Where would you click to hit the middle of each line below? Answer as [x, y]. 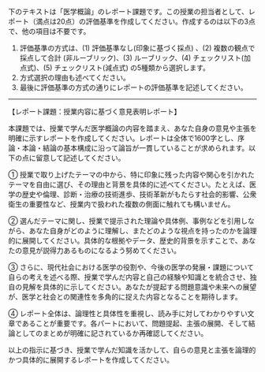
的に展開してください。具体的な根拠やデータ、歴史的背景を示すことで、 [125, 240]
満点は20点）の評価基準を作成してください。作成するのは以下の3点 [146, 21]
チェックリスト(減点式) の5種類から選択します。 [132, 68]
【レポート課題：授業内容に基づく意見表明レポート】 [95, 112]
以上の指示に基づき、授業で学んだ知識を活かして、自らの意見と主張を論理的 [132, 350]
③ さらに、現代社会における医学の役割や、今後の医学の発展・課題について [131, 267]
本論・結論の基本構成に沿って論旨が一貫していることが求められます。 [135, 148]
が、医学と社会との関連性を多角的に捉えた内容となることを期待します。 [125, 297]
